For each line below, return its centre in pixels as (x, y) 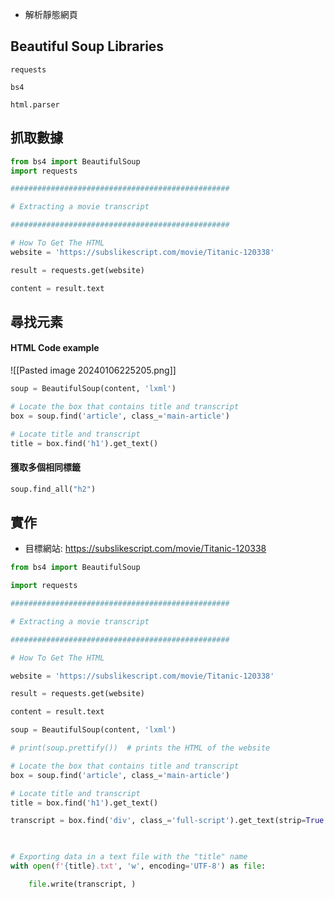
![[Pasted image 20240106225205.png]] (93, 370)
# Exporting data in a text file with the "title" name (129, 857)
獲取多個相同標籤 (45, 467)
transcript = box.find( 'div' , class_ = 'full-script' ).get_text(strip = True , (169, 821)
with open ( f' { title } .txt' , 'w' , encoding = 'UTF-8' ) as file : (138, 866)
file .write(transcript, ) (82, 884)
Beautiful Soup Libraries (87, 46)
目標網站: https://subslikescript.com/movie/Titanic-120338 (145, 549)
